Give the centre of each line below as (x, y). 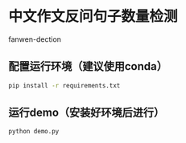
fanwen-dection (35, 39)
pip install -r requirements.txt (64, 85)
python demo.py (34, 132)
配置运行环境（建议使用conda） (88, 66)
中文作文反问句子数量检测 (93, 16)
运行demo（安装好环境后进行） (87, 113)
